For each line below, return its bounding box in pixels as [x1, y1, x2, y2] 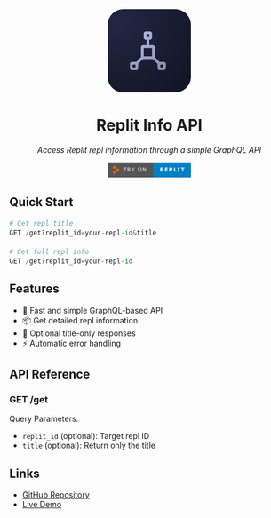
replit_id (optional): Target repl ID [21, 431, 150, 442]
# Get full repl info [9, 247, 90, 256]
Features [9, 282, 60, 297]
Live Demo [21, 499, 62, 510]
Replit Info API [96, 116, 203, 136]
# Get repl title [9, 219, 74, 228]
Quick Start [9, 195, 74, 210]
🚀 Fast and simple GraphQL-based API [21, 305, 163, 315]
